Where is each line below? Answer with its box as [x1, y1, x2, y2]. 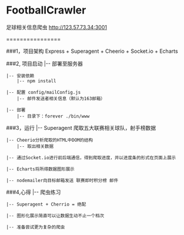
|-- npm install [16, 78, 57, 84]
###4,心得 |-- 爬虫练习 [6, 189, 61, 196]
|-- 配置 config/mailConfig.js [6, 89, 81, 95]
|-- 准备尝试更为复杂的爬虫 [6, 224, 65, 230]
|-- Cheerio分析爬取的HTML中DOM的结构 [6, 137, 93, 143]
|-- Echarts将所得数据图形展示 [6, 166, 75, 172]
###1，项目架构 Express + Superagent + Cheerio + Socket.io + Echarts [6, 48, 178, 55]
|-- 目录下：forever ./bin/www [16, 113, 90, 119]
